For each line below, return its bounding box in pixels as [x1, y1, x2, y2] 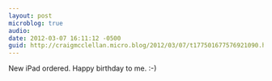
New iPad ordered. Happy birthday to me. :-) [8, 63, 157, 73]
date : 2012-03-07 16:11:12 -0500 [8, 34, 121, 43]
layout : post [8, 11, 53, 20]
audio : [8, 26, 31, 34]
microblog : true [8, 19, 63, 27]
